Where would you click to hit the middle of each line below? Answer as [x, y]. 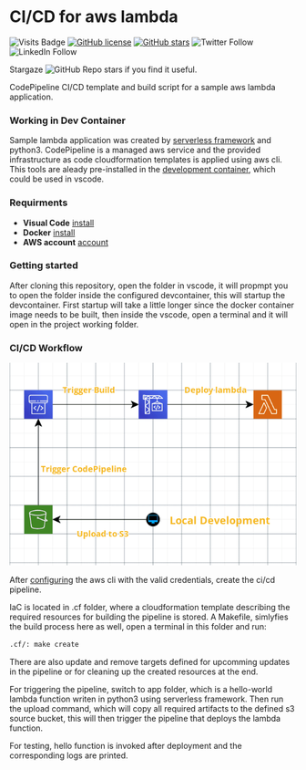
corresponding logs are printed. [69, 755]
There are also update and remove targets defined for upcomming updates [150, 661]
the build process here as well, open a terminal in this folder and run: [138, 626]
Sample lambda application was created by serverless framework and [140, 140]
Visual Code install [58, 223]
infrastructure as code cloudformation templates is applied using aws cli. [146, 160]
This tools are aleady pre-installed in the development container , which [143, 170]
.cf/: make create [44, 644]
